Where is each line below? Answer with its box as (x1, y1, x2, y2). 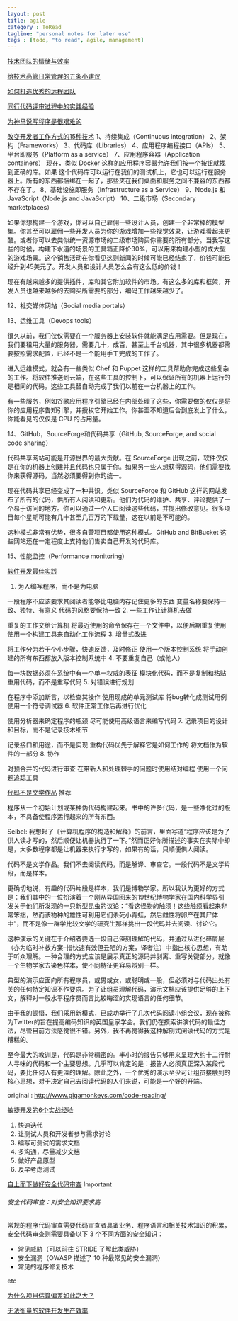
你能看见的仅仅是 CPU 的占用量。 (7, 415, 105, 424)
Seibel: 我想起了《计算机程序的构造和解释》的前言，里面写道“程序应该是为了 (7, 827, 230, 836)
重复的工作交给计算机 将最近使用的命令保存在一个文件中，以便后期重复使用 (7, 621, 227, 630)
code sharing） (7, 438, 52, 447)
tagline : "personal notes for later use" (7, 30, 132, 38)
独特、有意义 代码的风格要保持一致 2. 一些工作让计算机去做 (19, 606, 193, 615)
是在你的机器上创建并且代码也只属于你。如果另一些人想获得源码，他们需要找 (7, 463, 231, 471)
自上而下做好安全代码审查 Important (7, 1180, 112, 1189)
